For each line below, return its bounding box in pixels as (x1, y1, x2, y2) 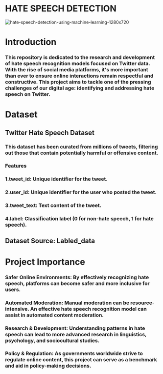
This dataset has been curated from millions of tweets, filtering (5, 143, 158, 150)
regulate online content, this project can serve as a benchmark (5, 356, 158, 363)
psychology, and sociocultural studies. (5, 337, 100, 344)
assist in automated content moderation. (5, 312, 104, 318)
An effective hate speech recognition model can (30, 305, 147, 312)
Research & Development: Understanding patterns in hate (5, 325, 145, 332)
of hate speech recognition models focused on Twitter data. (5, 60, 150, 67)
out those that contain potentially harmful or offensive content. (5, 149, 159, 156)
